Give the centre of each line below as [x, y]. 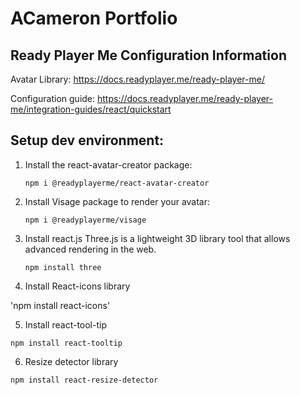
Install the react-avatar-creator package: [108, 164]
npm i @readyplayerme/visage [85, 220]
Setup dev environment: [87, 140]
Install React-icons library [77, 286]
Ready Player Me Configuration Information [148, 55]
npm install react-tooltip [66, 343]
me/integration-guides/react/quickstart [91, 109]
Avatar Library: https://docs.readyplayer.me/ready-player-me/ [137, 79]
